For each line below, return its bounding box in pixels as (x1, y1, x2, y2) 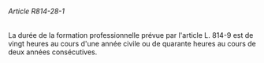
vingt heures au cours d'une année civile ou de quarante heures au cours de (8, 39, 256, 49)
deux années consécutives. (8, 47, 98, 57)
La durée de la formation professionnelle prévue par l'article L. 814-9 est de (8, 31, 254, 40)
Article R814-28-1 (8, 6, 65, 16)
